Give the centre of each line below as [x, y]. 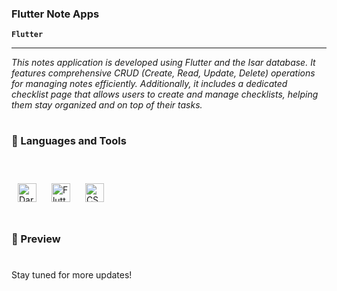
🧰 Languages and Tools [69, 141]
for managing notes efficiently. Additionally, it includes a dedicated [149, 84]
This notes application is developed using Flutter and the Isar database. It [163, 63]
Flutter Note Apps [55, 14]
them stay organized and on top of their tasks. [107, 105]
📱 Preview [36, 239]
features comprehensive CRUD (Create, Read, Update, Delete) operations [163, 73]
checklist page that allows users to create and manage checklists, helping [165, 94]
